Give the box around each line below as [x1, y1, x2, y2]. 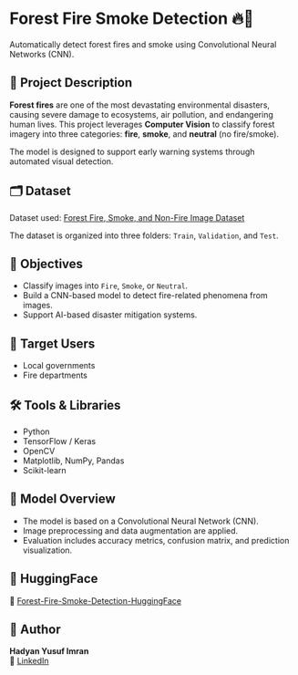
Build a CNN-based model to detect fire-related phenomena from [22, 290, 268, 301]
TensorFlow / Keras [22, 436, 97, 446]
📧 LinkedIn [9, 656, 49, 667]
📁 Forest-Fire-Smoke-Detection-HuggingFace [9, 595, 182, 606]
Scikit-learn [22, 465, 67, 475]
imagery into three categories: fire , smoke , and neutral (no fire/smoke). [9, 128, 280, 140]
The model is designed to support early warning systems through [9, 146, 255, 157]
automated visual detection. [9, 155, 114, 167]
